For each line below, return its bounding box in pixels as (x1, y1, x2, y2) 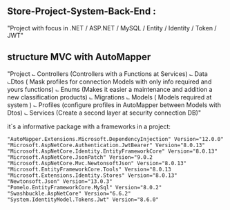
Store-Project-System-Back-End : (7, 6, 157, 17)
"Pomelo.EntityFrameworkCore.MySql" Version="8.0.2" (7, 184, 162, 191)
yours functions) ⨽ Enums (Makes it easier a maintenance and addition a (7, 85, 213, 93)
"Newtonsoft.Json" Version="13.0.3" (7, 178, 113, 185)
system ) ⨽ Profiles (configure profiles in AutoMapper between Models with (7, 100, 221, 109)
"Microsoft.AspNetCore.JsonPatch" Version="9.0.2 (7, 153, 153, 161)
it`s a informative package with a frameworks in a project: (7, 122, 171, 131)
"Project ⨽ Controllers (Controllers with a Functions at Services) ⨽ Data (7, 69, 209, 78)
